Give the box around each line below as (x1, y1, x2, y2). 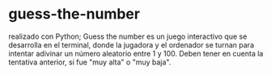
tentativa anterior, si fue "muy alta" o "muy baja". (8, 57, 171, 67)
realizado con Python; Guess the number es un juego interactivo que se (8, 31, 248, 41)
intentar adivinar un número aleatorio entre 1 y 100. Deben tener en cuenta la (8, 48, 264, 58)
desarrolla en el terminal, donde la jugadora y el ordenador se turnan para (8, 40, 255, 49)
